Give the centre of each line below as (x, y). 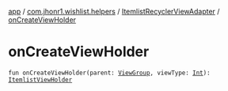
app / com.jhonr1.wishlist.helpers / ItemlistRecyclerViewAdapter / (114, 11)
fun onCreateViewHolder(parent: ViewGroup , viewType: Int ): (110, 73)
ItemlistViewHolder (40, 80)
